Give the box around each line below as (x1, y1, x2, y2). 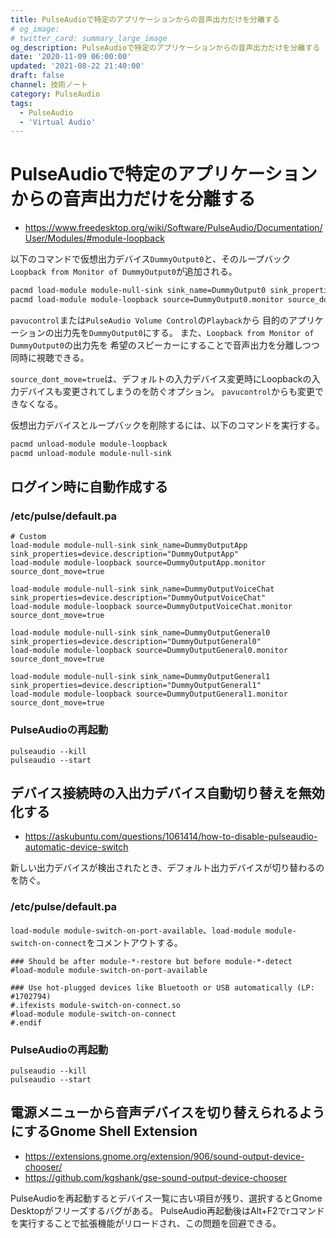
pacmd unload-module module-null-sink (10, 448, 172, 458)
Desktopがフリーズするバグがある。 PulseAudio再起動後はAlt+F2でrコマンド (10, 1204, 325, 1216)
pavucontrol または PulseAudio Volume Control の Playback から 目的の (10, 314, 289, 326)
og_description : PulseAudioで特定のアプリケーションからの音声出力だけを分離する (10, 42, 321, 53)
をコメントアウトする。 (86, 936, 183, 948)
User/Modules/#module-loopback (24, 232, 165, 245)
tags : (10, 98, 33, 108)
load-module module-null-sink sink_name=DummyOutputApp (10, 541, 248, 551)
